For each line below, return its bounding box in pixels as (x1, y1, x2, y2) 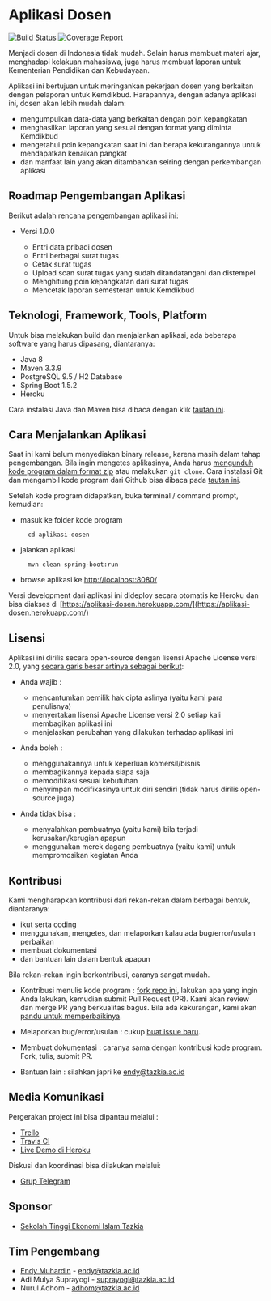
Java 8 (19, 354, 43, 364)
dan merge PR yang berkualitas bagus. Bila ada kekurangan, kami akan (19, 1003, 257, 1012)
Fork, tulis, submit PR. (19, 1051, 93, 1060)
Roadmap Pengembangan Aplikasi (8, 189, 186, 203)
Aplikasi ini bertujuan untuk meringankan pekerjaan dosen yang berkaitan (8, 81, 254, 91)
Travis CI (19, 1136, 50, 1145)
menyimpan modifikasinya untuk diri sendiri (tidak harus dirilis (32, 784, 239, 795)
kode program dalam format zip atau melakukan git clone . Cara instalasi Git (8, 467, 263, 476)
